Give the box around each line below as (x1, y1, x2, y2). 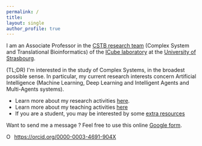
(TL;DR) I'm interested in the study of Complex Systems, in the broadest (6, 67, 185, 74)
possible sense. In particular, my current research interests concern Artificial (6, 73, 197, 80)
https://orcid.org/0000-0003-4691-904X (14, 133, 116, 141)
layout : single (6, 20, 45, 26)
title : (6, 14, 23, 20)
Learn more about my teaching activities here (14, 103, 128, 111)
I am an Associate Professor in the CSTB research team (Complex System (6, 42, 190, 49)
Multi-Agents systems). (6, 85, 65, 93)
